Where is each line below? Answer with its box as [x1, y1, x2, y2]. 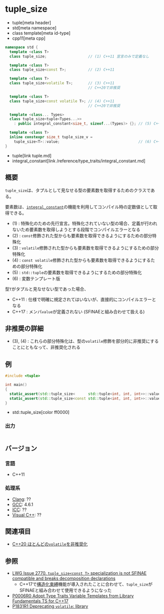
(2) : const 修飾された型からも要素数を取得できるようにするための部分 [12, 232, 153, 238]
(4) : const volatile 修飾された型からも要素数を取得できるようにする [12, 257, 151, 263]
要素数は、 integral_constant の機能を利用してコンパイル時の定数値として [5, 204, 153, 209]
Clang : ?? [12, 496, 31, 502]
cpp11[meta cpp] [12, 35, 45, 41]
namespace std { [5, 45, 38, 50]
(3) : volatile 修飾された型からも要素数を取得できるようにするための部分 [12, 245, 159, 251]
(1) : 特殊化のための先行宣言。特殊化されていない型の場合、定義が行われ [12, 220, 158, 226]
